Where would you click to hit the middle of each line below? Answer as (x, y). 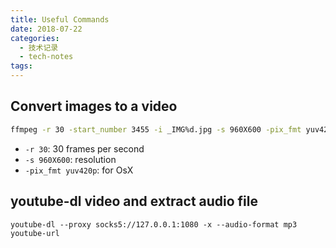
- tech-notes (46, 57)
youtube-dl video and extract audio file (134, 201)
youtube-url (35, 233)
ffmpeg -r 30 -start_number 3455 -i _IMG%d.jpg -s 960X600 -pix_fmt (156, 129)
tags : (21, 66)
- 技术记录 (39, 47)
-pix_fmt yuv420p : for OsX (79, 170)
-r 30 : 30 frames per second (84, 148)
